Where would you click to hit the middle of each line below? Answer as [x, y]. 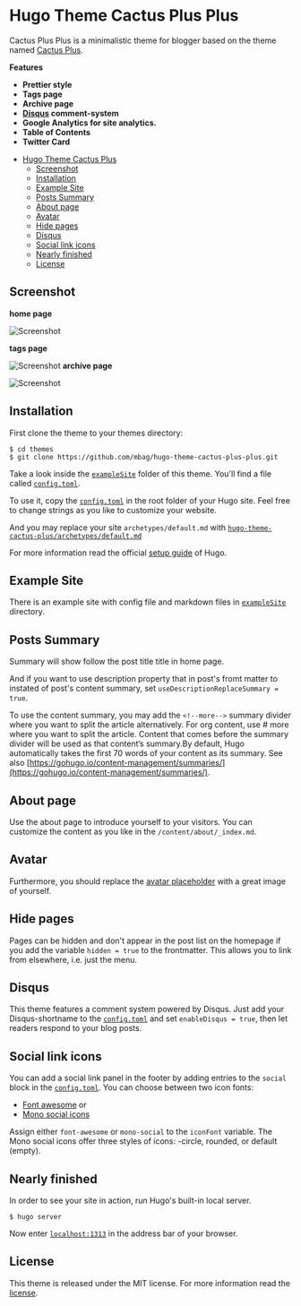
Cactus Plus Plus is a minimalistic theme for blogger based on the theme [143, 40]
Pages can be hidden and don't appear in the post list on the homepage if [145, 941]
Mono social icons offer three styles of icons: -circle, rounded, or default [143, 1141]
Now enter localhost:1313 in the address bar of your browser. [124, 1233]
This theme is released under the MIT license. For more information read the [150, 1283]
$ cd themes [31, 449]
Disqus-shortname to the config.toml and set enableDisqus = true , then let [149, 1018]
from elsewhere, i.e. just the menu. [73, 959]
